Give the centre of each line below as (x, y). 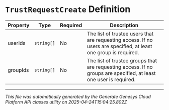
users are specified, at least (120, 46)
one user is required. (111, 79)
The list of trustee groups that (122, 60)
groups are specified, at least (121, 73)
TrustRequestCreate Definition (68, 9)
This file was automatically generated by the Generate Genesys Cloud (78, 96)
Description (124, 25)
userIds (17, 43)
